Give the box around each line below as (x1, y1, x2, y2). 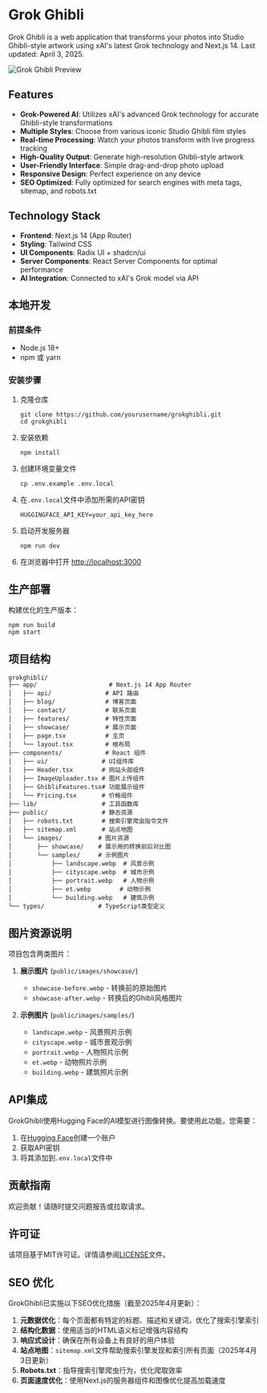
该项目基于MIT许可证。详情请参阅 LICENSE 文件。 (8, 1249, 170, 1260)
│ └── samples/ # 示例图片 (8, 852, 130, 860)
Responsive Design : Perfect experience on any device (19, 168, 201, 178)
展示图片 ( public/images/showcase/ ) (19, 966, 139, 975)
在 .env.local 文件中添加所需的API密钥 (19, 495, 145, 504)
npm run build (8, 622, 56, 630)
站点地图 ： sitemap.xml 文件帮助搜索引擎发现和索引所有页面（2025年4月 (19, 1346, 257, 1355)
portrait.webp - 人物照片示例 (31, 1047, 128, 1056)
